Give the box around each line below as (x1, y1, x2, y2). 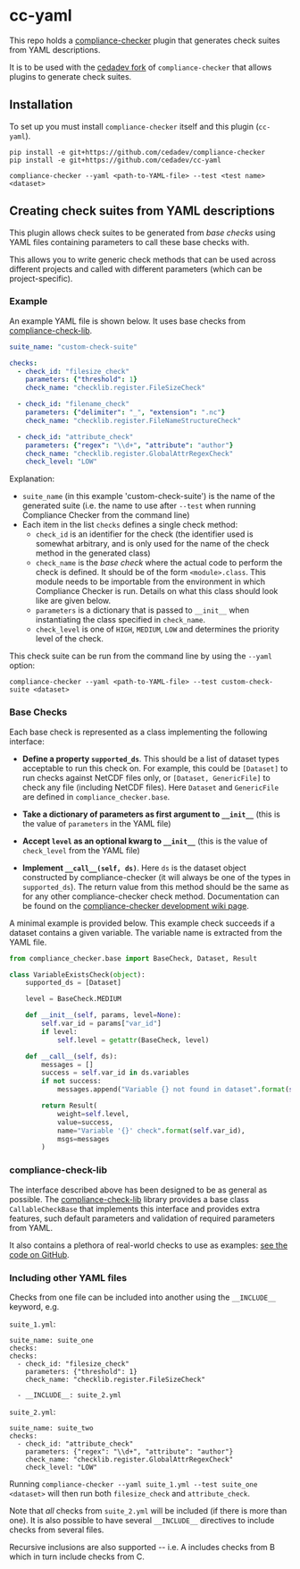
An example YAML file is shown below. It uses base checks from (9, 315, 246, 327)
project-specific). (9, 273, 73, 284)
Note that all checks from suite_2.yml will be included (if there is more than (9, 1505, 287, 1516)
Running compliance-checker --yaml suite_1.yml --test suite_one (9, 1478, 258, 1489)
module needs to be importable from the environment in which (35, 576, 266, 587)
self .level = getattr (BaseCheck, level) (56, 1035, 210, 1045)
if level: (41, 1027, 78, 1036)
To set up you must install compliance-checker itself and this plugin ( (9, 121, 259, 131)
